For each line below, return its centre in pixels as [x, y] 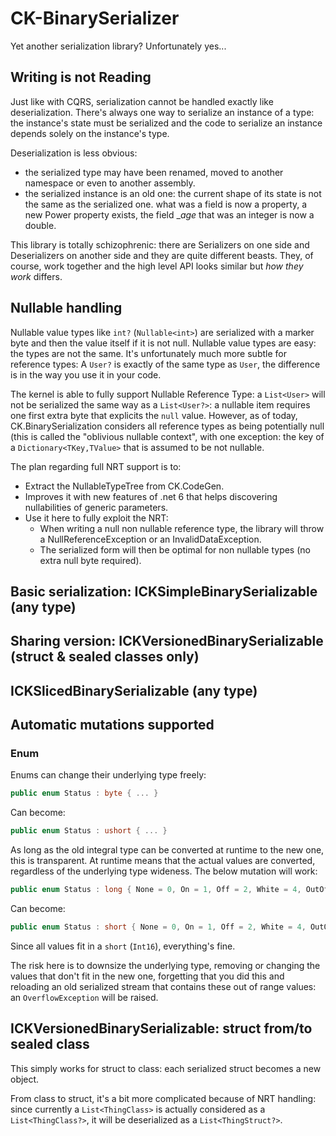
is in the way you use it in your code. [86, 374]
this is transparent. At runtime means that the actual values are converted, [163, 861]
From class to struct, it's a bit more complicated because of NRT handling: [163, 1098]
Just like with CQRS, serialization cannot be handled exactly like [142, 101]
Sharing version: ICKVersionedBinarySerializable [167, 641]
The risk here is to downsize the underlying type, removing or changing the [165, 965]
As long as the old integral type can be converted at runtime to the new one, [167, 850]
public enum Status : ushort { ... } [89, 831]
